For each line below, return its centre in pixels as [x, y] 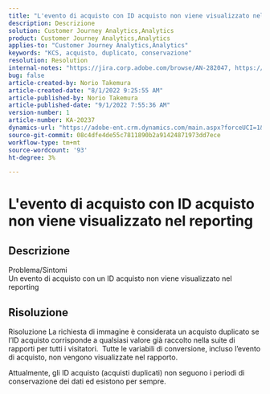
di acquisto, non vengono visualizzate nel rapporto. [93, 357]
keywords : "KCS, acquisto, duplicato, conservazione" [100, 53]
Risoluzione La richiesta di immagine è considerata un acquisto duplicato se [134, 332]
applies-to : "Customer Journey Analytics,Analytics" [98, 46]
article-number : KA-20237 [51, 120]
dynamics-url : [32, 128]
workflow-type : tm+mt [45, 142]
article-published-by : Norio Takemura [73, 98]
